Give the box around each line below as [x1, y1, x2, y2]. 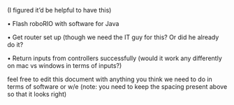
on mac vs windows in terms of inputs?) [7, 62, 122, 69]
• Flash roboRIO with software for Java [7, 20, 119, 27]
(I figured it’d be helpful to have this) [7, 6, 112, 14]
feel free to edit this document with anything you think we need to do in [7, 75, 213, 83]
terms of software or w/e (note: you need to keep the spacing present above [7, 83, 228, 90]
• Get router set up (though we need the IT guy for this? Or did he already [7, 33, 219, 41]
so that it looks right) [7, 90, 67, 98]
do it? [7, 41, 24, 48]
